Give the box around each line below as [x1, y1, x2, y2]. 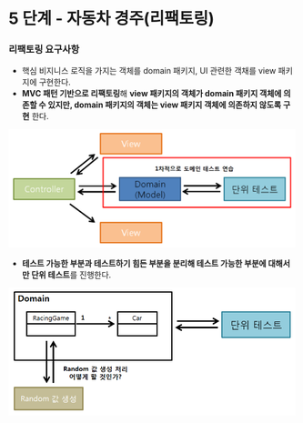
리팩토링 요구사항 [8, 43, 80, 55]
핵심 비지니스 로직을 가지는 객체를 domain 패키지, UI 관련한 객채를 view [21, 65, 277, 76]
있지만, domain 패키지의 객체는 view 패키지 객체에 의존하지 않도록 [47, 99, 282, 110]
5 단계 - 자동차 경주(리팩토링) [8, 8, 215, 29]
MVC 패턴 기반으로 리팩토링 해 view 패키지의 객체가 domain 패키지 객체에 [21, 88, 282, 99]
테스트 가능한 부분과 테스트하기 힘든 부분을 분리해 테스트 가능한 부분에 [21, 257, 267, 268]
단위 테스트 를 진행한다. [30, 269, 112, 280]
